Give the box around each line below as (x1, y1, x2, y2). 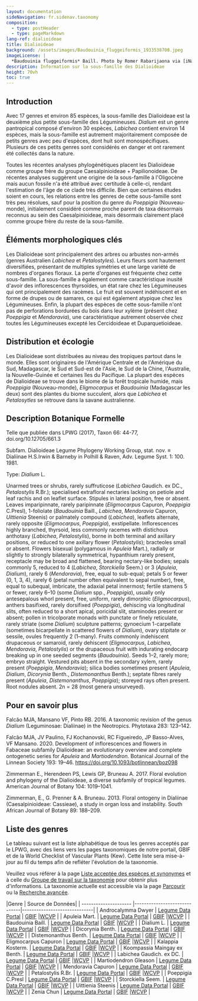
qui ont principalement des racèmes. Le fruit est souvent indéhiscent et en (6, 288, 187, 295)
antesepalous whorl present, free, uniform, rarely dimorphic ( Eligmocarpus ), (6, 595, 192, 603)
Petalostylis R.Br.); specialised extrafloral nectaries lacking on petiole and (6, 489, 184, 496)
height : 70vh (6, 69, 38, 75)
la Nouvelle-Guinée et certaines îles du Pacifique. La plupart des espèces (6, 371, 184, 378)
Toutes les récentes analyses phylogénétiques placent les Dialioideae (6, 161, 175, 168)
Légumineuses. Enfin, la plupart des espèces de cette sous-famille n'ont (6, 301, 182, 308)
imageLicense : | (6, 53, 46, 58)
